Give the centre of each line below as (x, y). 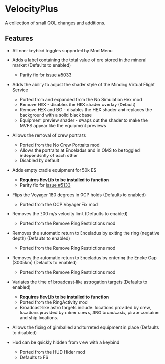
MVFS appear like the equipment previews (63, 125)
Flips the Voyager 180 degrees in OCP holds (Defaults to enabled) (79, 195)
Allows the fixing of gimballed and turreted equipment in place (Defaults (85, 327)
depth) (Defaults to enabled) (41, 238)
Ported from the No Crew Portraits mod (60, 145)
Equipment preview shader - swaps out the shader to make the (84, 120)
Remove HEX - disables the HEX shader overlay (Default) (78, 104)
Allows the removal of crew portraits (49, 135)
